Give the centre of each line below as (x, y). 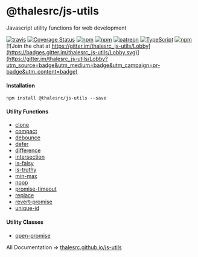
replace (24, 195)
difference (28, 151)
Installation (21, 85)
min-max (26, 176)
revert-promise (34, 202)
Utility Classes (25, 222)
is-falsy (24, 163)
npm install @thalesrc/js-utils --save (56, 98)
